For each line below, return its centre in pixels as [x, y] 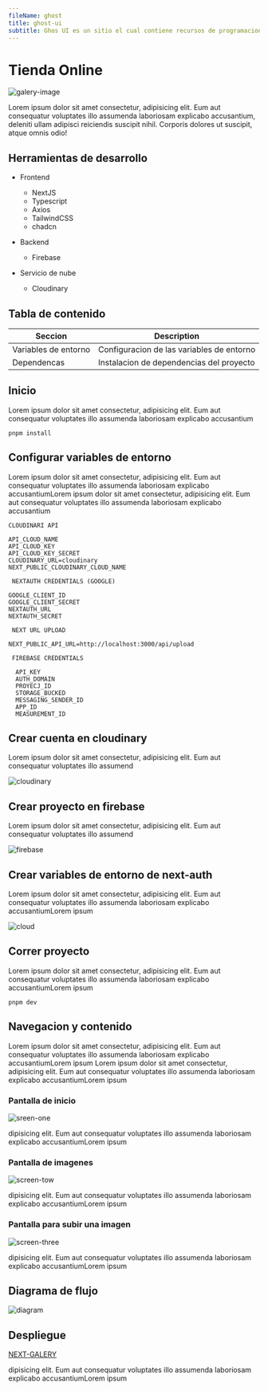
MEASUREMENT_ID [41, 714]
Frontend [35, 177]
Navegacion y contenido [70, 1027]
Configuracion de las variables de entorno [177, 350]
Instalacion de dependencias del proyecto [177, 362]
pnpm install [30, 433]
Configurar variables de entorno [90, 458]
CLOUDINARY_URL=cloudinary [53, 560]
